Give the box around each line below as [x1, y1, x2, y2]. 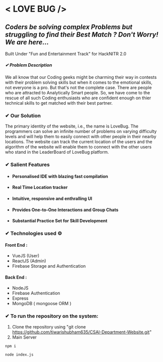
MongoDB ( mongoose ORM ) [12, 301, 72, 307]
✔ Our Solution [5, 112, 41, 119]
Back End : [5, 274, 27, 280]
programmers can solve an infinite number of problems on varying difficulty [5, 128, 157, 134]
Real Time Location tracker [12, 184, 68, 190]
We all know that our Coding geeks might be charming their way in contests [5, 74, 157, 80]
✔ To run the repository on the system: [5, 313, 99, 320]
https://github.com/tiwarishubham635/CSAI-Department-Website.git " [12, 329, 152, 335]
